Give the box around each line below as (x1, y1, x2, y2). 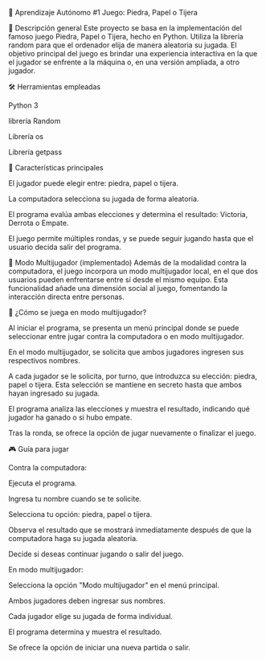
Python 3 (8, 100, 39, 110)
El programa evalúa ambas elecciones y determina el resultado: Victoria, (8, 210, 248, 219)
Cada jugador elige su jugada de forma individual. (8, 612, 173, 621)
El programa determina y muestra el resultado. (8, 627, 162, 637)
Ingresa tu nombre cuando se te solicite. (8, 494, 142, 503)
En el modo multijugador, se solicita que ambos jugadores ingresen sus (8, 347, 244, 357)
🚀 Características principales (8, 163, 104, 172)
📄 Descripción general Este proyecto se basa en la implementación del (8, 23, 243, 32)
